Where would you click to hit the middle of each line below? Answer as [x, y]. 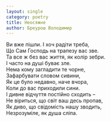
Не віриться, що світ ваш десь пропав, [55, 101]
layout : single [25, 11]
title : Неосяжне [26, 22]
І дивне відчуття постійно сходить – [51, 94]
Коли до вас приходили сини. [43, 88]
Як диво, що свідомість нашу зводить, [54, 107]
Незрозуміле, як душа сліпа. [42, 113]
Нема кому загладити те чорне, [46, 70]
